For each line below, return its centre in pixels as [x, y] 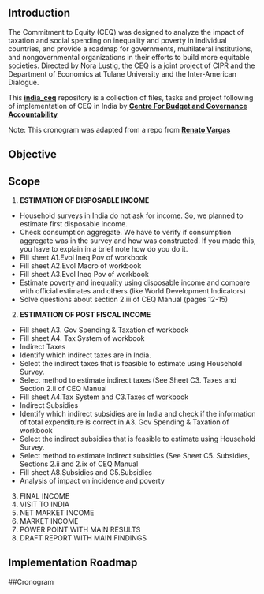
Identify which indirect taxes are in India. [86, 355]
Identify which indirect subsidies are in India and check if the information [138, 414]
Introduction [39, 13]
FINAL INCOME [45, 496]
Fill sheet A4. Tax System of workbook [82, 338]
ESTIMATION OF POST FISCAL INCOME [85, 315]
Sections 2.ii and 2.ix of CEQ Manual [79, 464]
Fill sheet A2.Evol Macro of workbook [80, 266]
